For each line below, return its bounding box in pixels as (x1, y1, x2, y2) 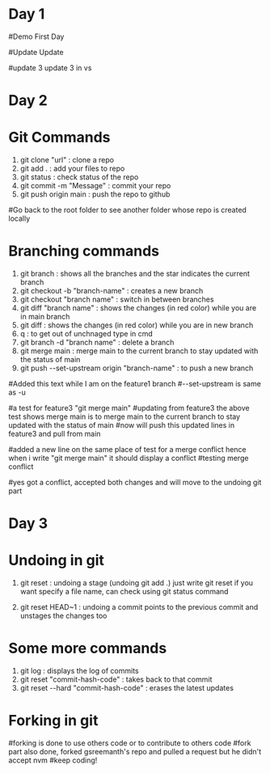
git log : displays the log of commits (19, 666, 139, 676)
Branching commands (8, 242, 160, 260)
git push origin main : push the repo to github (19, 189, 171, 199)
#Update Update (8, 47, 64, 57)
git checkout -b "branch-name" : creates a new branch (19, 286, 204, 295)
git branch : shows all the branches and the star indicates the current (19, 268, 251, 278)
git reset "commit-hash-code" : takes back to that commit (19, 674, 213, 684)
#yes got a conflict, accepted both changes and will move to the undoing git (8, 478, 262, 487)
